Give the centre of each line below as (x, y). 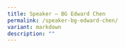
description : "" (31, 34)
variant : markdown (34, 27)
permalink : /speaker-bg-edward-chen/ (63, 20)
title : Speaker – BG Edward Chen (56, 14)
